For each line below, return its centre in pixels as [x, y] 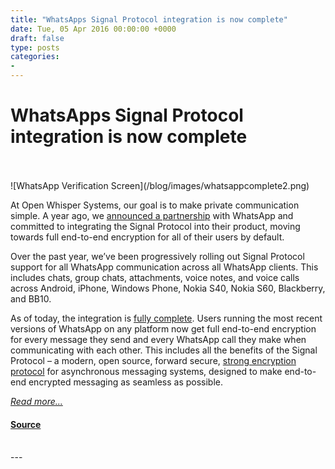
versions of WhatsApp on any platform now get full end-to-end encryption [163, 328]
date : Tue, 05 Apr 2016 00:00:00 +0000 [93, 29]
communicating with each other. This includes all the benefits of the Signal [164, 350]
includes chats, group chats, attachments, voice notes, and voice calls [155, 277]
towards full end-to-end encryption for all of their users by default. [147, 237]
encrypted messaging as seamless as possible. [126, 382]
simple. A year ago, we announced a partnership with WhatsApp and [152, 215]
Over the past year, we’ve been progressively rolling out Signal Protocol [157, 256]
